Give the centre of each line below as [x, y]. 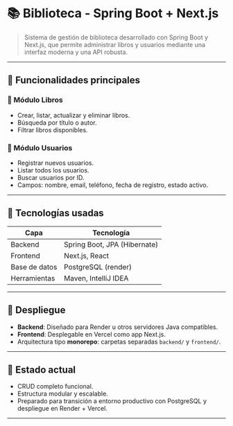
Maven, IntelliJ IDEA [96, 278]
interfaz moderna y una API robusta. [76, 52]
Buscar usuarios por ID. [51, 177]
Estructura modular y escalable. [63, 394]
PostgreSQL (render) [98, 267]
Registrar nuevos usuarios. [55, 163]
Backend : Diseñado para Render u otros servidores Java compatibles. [118, 327]
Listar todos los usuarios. [53, 170]
